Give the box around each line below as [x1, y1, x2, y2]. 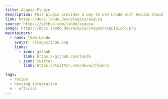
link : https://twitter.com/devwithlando [23, 63, 109, 68]
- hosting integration [10, 81, 57, 86]
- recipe [10, 77, 28, 82]
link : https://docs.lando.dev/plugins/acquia [5, 16, 102, 21]
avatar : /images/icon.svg [14, 40, 69, 45]
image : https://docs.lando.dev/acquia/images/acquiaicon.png [5, 26, 136, 31]
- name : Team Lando [10, 35, 51, 40]
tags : [5, 72, 17, 77]
